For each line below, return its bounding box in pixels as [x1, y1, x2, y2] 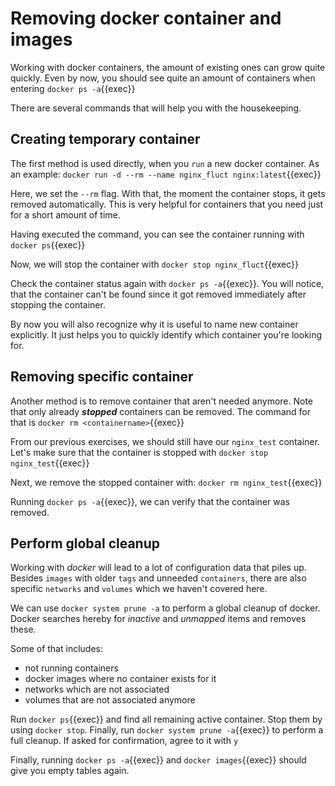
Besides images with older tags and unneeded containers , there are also [10, 572, 307, 584]
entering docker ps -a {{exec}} [10, 82, 136, 94]
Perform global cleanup [10, 535, 161, 552]
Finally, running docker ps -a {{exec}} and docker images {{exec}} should [10, 754, 307, 766]
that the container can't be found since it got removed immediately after [10, 288, 307, 300]
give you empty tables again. [10, 765, 130, 777]
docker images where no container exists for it [24, 673, 217, 685]
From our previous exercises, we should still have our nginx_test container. [10, 435, 320, 447]
